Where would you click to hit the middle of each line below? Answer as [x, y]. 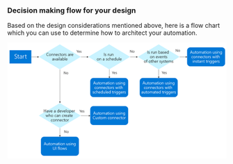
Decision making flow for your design [72, 10]
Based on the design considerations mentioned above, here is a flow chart [114, 26]
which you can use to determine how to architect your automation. [102, 33]
